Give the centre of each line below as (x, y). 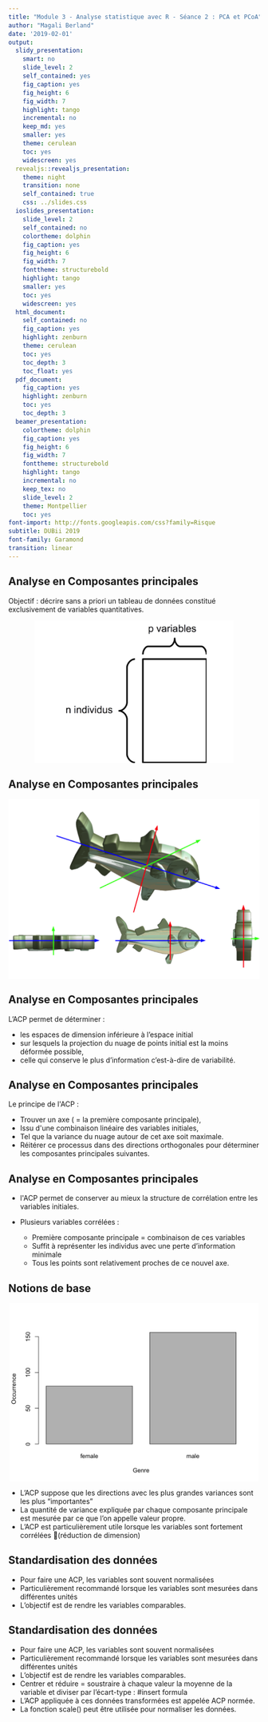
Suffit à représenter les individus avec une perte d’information (133, 1246)
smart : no (39, 59)
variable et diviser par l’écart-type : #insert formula (104, 1692)
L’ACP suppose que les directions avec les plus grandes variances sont (136, 1493)
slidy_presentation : (49, 51)
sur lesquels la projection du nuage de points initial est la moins (124, 1042)
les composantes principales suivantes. (85, 1154)
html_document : (41, 312)
